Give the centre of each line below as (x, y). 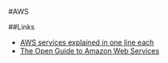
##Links (22, 27)
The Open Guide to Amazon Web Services (90, 51)
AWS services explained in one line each (87, 42)
